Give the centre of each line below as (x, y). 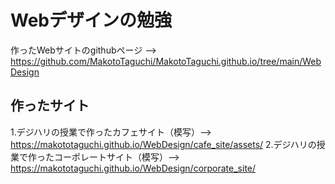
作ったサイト (50, 106)
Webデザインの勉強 (91, 20)
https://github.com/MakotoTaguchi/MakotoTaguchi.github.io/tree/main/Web (166, 61)
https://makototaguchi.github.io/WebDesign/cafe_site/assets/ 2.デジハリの (163, 144)
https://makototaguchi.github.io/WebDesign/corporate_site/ (133, 168)
